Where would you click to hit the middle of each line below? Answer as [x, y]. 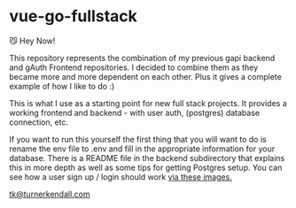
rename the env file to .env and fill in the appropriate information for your [142, 149]
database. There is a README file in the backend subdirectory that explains [147, 158]
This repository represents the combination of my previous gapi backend [142, 58]
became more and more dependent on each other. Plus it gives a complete [145, 76]
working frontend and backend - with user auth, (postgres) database [134, 112]
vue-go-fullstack [73, 16]
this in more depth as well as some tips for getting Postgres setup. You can [146, 167]
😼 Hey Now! [32, 41]
